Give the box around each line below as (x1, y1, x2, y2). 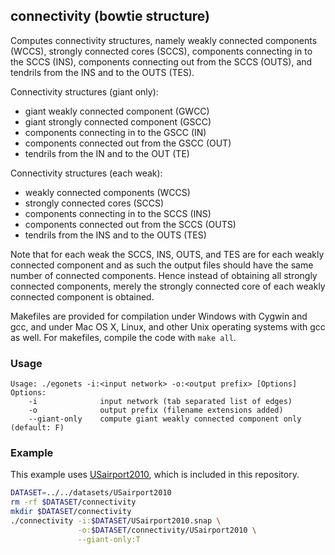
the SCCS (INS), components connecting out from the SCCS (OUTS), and (10, 55, 313, 68)
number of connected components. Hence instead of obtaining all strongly (10, 269, 318, 281)
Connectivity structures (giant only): (10, 85, 159, 98)
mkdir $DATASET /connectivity (10, 507, 132, 517)
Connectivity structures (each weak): (10, 167, 163, 179)
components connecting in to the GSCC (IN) (24, 126, 207, 138)
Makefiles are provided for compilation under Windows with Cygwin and (10, 310, 308, 322)
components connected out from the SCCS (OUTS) (24, 218, 237, 230)
